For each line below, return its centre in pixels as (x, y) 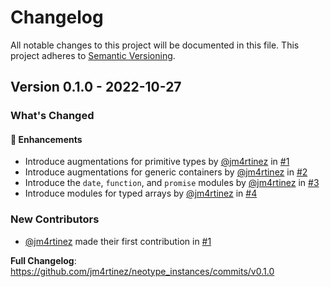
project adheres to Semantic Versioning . (93, 55)
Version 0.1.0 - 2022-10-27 (96, 87)
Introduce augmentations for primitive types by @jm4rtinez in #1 (157, 162)
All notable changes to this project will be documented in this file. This (155, 45)
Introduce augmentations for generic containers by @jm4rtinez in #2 (166, 172)
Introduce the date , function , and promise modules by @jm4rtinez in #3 (172, 183)
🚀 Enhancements (46, 139)
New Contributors (55, 219)
